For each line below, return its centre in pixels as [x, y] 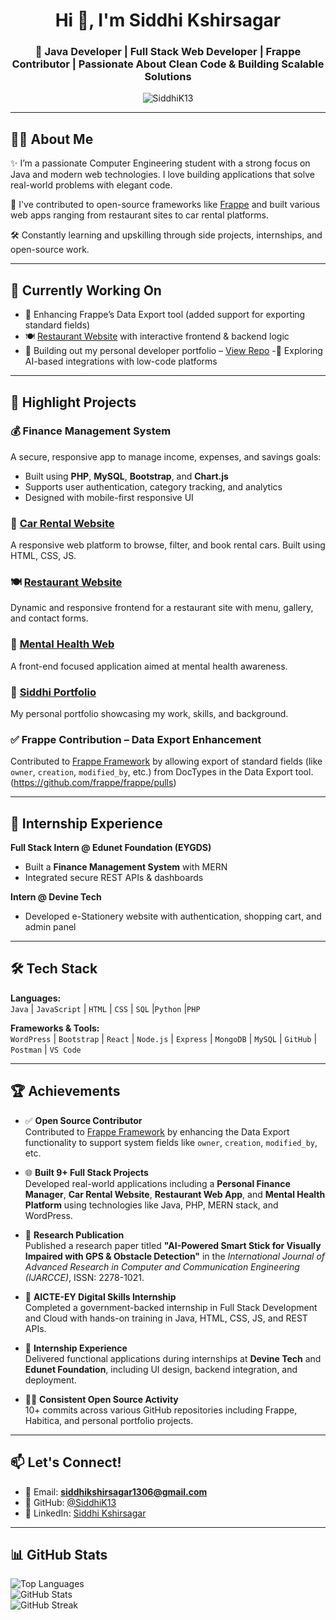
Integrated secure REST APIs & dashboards [114, 878]
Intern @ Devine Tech [56, 897]
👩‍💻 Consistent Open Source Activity [101, 1399]
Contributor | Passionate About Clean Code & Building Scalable [168, 64]
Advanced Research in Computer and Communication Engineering [162, 1266]
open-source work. [50, 250]
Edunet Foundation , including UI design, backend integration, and [161, 1369]
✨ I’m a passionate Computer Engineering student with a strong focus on [160, 163]
